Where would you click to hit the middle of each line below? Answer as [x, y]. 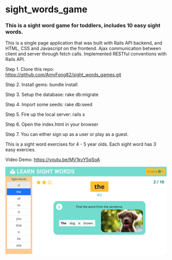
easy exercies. [20, 150]
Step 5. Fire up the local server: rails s [45, 114]
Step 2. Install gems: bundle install [41, 85]
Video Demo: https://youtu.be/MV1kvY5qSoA [53, 159]
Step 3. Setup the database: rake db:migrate [52, 95]
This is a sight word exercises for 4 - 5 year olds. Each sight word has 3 [81, 144]
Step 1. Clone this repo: [30, 69]
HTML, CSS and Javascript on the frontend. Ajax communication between [83, 48]
